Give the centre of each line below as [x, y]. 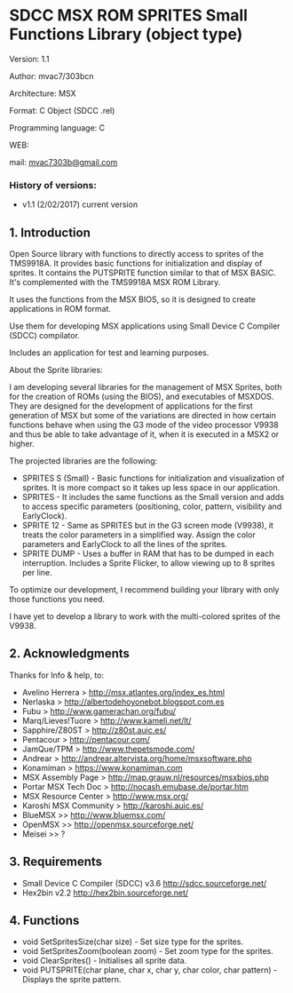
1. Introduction [50, 232]
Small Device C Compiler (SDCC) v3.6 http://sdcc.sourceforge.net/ [144, 883]
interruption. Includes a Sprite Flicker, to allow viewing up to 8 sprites [148, 563]
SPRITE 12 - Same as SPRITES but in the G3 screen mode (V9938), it [147, 526]
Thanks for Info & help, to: [57, 675]
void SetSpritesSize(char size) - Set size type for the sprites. [133, 941]
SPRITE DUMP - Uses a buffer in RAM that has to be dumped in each [148, 554]
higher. [22, 444]
